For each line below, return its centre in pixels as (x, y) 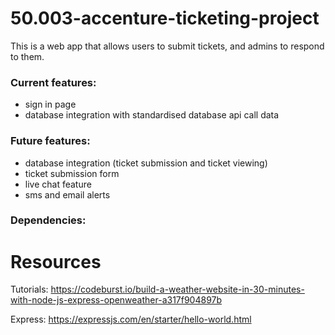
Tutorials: (29, 289)
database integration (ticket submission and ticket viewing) (146, 163)
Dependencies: (48, 220)
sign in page (50, 104)
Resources (56, 261)
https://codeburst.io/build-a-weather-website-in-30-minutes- (177, 289)
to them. (27, 56)
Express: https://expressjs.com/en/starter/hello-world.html (131, 319)
